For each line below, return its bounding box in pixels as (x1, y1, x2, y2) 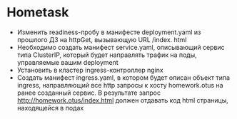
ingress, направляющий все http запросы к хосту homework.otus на (16, 81, 223, 89)
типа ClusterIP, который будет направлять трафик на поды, (16, 51, 197, 59)
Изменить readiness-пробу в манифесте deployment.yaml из (16, 28, 201, 36)
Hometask (6, 4, 69, 21)
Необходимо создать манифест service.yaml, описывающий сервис (16, 43, 226, 51)
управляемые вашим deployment (16, 58, 118, 66)
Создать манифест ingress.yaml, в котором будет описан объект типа (16, 73, 230, 82)
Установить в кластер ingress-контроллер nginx (16, 66, 163, 74)
